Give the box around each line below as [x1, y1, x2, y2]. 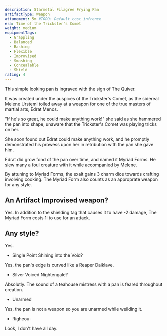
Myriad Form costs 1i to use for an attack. [5, 215, 90, 221]
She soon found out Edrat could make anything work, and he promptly [5, 136, 150, 142]
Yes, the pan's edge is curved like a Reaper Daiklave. [5, 262, 114, 268]
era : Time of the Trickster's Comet [5, 21, 81, 26]
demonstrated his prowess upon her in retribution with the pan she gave [5, 141, 154, 147]
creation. [5, 286, 23, 292]
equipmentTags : [5, 30, 37, 35]
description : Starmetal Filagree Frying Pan [5, 7, 99, 12]
